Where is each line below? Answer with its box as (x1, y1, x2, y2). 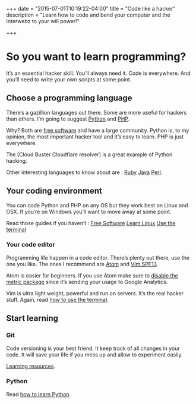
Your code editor (6, 241, 55, 249)
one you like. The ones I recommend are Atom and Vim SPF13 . (6, 260, 159, 267)
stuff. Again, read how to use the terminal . (6, 296, 109, 303)
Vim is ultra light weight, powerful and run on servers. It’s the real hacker (6, 289, 184, 296)
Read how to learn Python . (6, 390, 71, 397)
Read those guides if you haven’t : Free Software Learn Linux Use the (6, 219, 176, 226)
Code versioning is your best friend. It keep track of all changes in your (6, 345, 180, 352)
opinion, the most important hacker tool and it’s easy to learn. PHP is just (6, 133, 184, 140)
